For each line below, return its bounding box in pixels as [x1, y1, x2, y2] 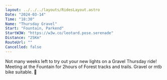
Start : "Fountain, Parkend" [5, 26, 64, 31]
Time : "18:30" [5, 16, 35, 21]
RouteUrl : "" [5, 40, 33, 45]
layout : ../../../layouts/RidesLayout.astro [5, 7, 100, 12]
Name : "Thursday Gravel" [5, 21, 57, 26]
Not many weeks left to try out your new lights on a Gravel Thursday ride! [5, 58, 157, 64]
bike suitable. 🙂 [5, 68, 37, 75]
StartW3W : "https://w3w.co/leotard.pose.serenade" [5, 30, 114, 35]
